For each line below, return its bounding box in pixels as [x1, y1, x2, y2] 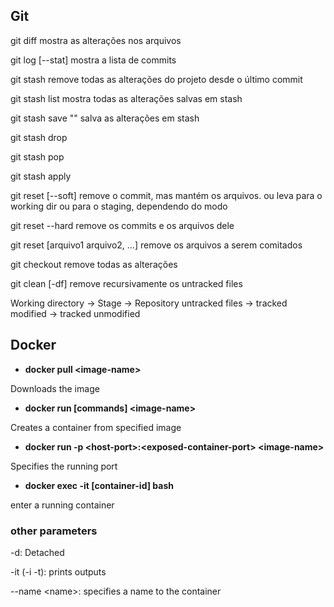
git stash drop [10, 131, 68, 143]
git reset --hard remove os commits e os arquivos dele [10, 219, 235, 231]
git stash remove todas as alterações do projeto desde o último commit [10, 73, 303, 85]
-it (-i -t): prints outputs [10, 565, 107, 578]
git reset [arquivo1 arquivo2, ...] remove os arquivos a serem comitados [10, 239, 303, 251]
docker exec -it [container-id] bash [24, 479, 174, 491]
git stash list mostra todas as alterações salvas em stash [10, 92, 243, 104]
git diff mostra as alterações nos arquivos [10, 34, 182, 46]
